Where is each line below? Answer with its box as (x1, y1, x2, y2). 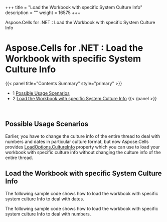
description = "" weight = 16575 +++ (5, 10, 81, 16)
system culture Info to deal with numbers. (5, 211, 91, 217)
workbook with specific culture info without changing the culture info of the (5, 149, 161, 155)
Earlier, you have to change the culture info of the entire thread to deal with (5, 133, 160, 139)
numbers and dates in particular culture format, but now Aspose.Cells (5, 138, 149, 144)
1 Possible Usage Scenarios (12, 90, 70, 96)
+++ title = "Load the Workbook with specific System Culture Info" (5, 5, 143, 10)
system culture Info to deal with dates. (5, 196, 84, 202)
